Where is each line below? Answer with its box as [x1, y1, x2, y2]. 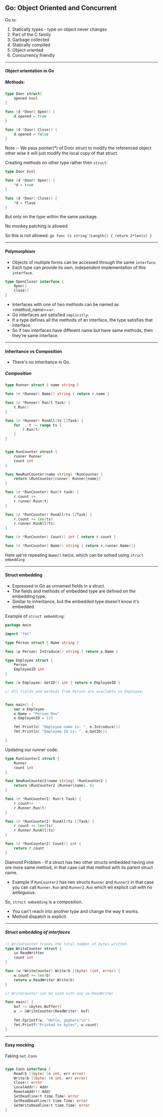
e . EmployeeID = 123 [14, 716, 53, 721]
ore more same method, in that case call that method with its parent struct [5, 864, 153, 870]
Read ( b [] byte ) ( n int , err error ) [14, 1071, 86, 1076]
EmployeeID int [14, 667, 45, 672]
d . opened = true [14, 114, 47, 119]
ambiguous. [12, 889, 36, 895]
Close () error [14, 1080, 42, 1085]
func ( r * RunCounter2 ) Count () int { [5, 841, 81, 846]
